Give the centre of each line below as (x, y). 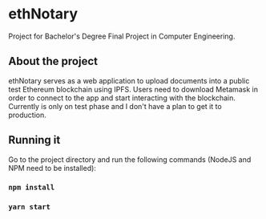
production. (27, 115)
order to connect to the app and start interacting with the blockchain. (122, 98)
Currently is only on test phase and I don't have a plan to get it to (115, 106)
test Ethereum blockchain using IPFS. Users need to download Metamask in (133, 89)
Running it (34, 140)
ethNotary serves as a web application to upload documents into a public (129, 80)
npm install (32, 188)
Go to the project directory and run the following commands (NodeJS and (130, 159)
